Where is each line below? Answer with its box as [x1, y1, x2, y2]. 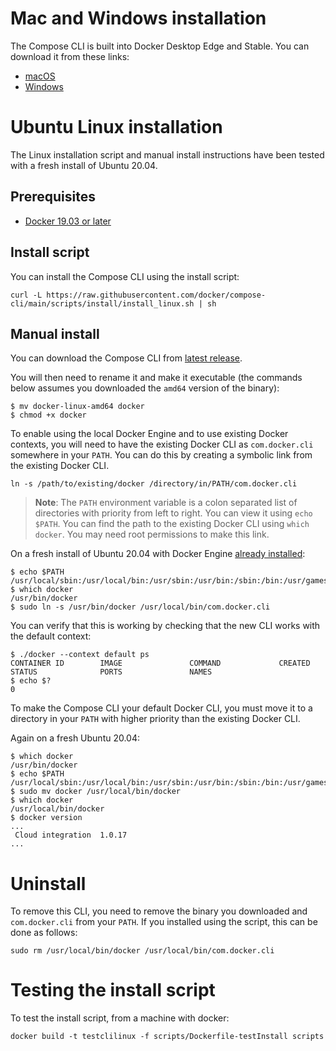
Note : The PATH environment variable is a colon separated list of [34, 497, 298, 509]
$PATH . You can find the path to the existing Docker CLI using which [34, 518, 310, 530]
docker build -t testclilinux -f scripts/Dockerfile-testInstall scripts [10, 1032, 325, 1042]
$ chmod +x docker [10, 410, 87, 421]
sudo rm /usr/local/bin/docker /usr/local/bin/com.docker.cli [10, 946, 275, 956]
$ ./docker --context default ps [10, 650, 150, 660]
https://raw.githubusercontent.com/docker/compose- [46, 290, 267, 300]
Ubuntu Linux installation [10, 116, 223, 139]
